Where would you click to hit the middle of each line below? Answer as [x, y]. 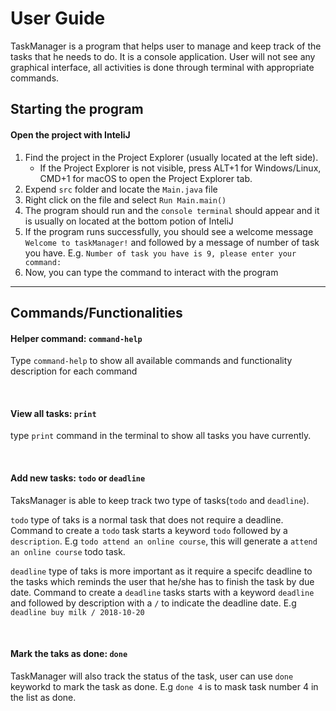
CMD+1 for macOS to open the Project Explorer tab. [146, 178]
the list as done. [43, 697]
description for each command [74, 371]
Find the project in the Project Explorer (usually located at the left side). [171, 157]
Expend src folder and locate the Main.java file [121, 189]
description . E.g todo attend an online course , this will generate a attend [164, 541]
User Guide [58, 18]
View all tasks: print [53, 413]
